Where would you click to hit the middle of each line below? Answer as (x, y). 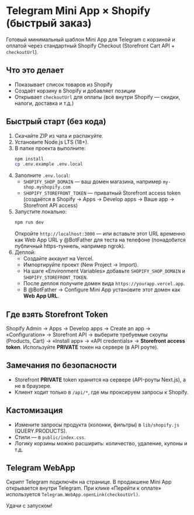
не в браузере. (33, 386)
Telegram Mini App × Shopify (78, 11)
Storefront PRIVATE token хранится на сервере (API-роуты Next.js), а (100, 380)
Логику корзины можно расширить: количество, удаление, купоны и (101, 443)
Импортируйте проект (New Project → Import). (81, 265)
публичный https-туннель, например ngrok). (70, 246)
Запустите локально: (41, 212)
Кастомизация (34, 410)
